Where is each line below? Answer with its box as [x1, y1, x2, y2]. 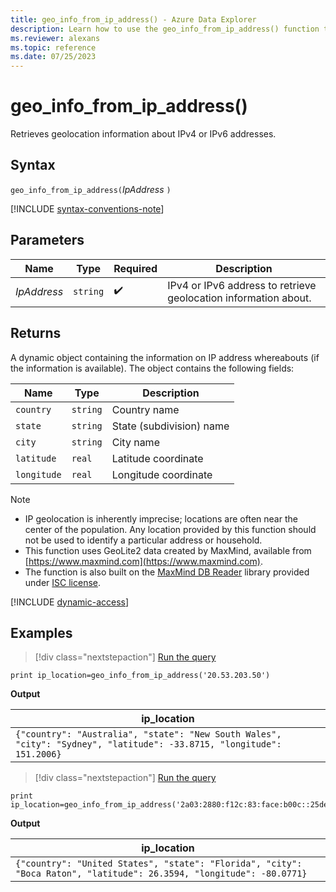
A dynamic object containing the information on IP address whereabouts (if [10, 351, 320, 363]
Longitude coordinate [111, 467, 213, 481]
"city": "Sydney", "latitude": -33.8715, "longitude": [15, 739, 282, 750]
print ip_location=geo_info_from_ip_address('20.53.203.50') [10, 671, 271, 681]
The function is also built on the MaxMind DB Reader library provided [24, 566, 310, 578]
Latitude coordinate [111, 451, 204, 465]
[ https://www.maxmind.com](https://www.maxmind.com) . [24, 555, 263, 567]
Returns [10, 325, 62, 342]
